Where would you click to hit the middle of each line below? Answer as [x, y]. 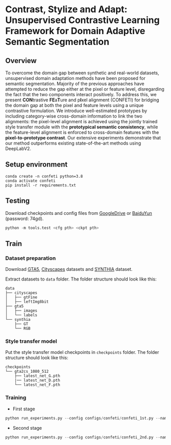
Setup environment [36, 165]
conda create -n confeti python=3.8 [44, 176]
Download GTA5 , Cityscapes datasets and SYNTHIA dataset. [69, 269]
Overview [21, 60]
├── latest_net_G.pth [37, 376]
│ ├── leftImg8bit [27, 302]
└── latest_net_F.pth [37, 385]
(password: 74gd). [25, 218]
